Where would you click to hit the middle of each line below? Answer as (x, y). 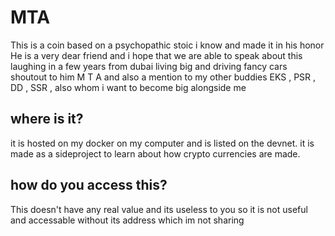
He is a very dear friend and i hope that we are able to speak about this (156, 55)
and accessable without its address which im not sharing (127, 220)
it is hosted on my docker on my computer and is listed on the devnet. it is (162, 143)
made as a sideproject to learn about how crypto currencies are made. (155, 153)
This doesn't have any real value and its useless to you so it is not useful (159, 209)
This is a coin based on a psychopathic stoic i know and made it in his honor (167, 45)
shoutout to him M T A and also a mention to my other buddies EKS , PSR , (163, 77)
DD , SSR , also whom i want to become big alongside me (128, 87)
